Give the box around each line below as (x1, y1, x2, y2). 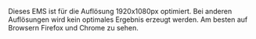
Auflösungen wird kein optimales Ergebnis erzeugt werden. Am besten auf (8, 15, 248, 24)
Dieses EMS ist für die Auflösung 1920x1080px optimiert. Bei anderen (8, 7, 233, 16)
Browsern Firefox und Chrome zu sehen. (8, 23, 139, 32)
